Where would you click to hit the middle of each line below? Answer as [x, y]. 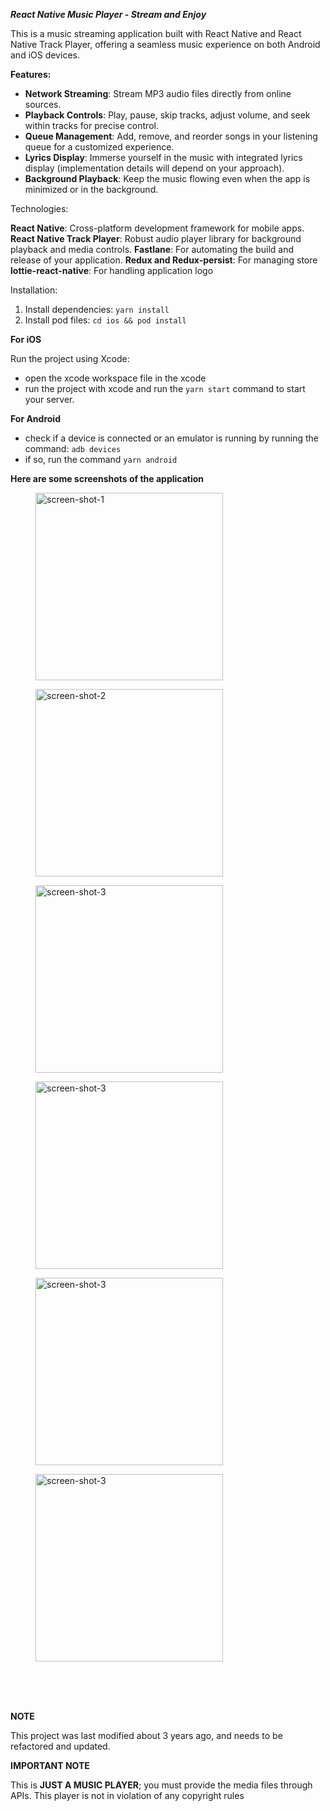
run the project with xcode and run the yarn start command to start [165, 388]
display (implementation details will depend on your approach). [154, 168]
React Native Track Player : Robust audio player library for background [156, 238]
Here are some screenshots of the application [107, 478]
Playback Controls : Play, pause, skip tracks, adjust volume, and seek [167, 115]
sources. [43, 104]
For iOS [26, 339]
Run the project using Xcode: [70, 358]
